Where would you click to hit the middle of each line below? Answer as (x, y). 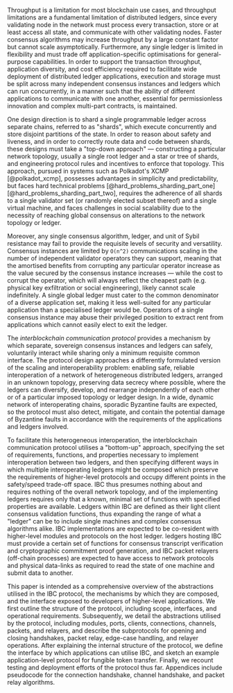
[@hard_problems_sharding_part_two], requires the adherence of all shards (115, 193)
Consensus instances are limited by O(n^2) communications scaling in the (112, 251)
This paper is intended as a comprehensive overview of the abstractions (110, 586)
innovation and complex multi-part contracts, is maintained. (92, 106)
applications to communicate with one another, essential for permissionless (115, 99)
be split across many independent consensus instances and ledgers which (114, 84)
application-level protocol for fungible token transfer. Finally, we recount (110, 660)
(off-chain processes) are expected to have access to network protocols (111, 558)
